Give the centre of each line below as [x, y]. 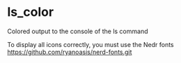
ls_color [31, 12]
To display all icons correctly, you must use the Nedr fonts [90, 44]
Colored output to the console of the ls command [78, 31]
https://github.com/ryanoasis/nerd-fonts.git [70, 52]
